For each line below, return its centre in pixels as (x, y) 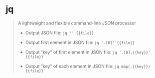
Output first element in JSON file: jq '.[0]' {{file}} (80, 42)
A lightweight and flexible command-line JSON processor (77, 23)
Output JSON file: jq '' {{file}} (60, 32)
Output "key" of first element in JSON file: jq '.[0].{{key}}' (88, 52)
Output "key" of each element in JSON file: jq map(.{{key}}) (88, 66)
